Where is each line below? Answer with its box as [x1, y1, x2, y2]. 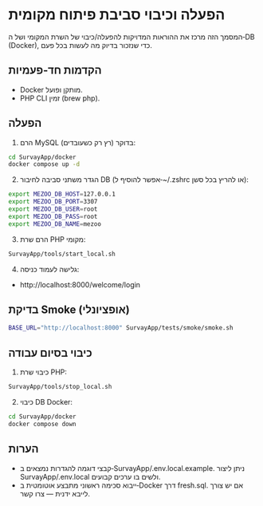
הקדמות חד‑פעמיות [8, 64, 102, 77]
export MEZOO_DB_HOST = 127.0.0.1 [8, 190, 116, 199]
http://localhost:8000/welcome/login [19, 279, 141, 289]
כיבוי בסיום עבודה [8, 346, 93, 360]
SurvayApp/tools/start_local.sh [8, 250, 116, 258]
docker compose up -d [8, 160, 80, 168]
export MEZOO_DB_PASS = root [8, 212, 98, 220]
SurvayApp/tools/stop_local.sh [8, 383, 112, 391]
